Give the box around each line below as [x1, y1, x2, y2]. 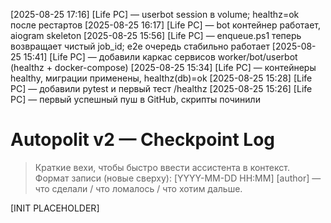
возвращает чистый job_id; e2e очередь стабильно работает [10, 40, 270, 52]
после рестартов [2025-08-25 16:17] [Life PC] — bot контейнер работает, [10, 19, 322, 31]
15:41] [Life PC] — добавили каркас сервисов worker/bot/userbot [23, 51, 298, 63]
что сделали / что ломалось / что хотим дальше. [34, 182, 243, 194]
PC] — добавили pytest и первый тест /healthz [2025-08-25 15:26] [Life [10, 83, 313, 94]
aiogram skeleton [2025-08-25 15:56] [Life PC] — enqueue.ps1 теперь [10, 30, 302, 41]
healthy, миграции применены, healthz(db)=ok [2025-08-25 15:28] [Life [10, 72, 313, 84]
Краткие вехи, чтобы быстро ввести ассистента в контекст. [34, 161, 290, 173]
